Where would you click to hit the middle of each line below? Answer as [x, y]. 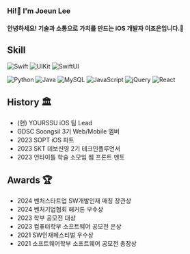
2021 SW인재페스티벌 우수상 [55, 235]
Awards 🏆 [30, 180]
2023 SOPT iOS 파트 [45, 140]
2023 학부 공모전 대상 [46, 218]
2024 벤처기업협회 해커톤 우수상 [60, 209]
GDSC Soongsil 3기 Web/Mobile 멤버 [68, 131]
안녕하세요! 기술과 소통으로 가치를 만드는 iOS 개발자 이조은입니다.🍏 [96, 28]
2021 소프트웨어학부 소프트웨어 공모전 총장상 [77, 243]
